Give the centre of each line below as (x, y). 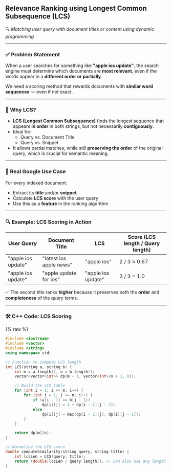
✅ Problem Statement (33, 54)
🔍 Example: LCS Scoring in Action (49, 222)
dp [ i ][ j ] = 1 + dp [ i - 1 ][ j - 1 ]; (79, 404)
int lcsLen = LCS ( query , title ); (50, 456)
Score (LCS (142, 237)
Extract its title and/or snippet (45, 193)
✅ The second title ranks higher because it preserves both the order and (82, 292)
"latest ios (54, 258)
